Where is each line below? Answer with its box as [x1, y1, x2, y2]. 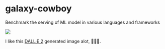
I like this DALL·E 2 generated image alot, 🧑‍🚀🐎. [5, 38, 102, 44]
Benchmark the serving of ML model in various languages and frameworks [5, 19, 160, 25]
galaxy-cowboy [5, 3, 72, 14]
